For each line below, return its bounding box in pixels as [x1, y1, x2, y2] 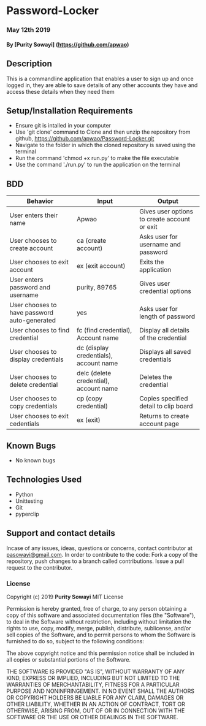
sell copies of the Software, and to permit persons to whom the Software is [6, 631, 196, 638]
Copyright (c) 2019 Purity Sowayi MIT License [6, 593, 124, 600]
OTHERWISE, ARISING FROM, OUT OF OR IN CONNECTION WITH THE [6, 706, 185, 714]
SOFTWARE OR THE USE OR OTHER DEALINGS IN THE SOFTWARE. [6, 713, 178, 720]
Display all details [139, 326, 190, 335]
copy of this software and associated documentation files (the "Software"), [6, 611, 196, 619]
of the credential [139, 334, 187, 342]
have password [9, 308, 54, 317]
